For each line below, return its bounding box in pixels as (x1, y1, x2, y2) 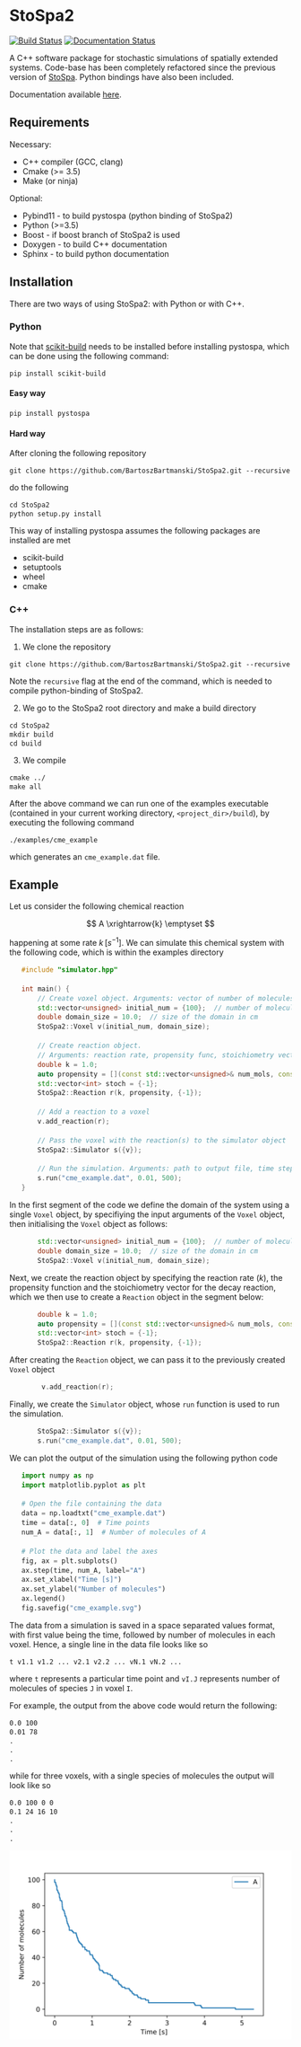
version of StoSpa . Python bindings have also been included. (9, 71, 235, 82)
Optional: (9, 192, 43, 203)
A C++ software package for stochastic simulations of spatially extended (9, 52, 279, 63)
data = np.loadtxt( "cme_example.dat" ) (21, 1509, 167, 1518)
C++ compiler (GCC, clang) (21, 156, 124, 167)
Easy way (9, 388, 47, 399)
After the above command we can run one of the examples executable (9, 798, 269, 808)
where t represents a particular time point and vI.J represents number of (9, 1672, 280, 1684)
